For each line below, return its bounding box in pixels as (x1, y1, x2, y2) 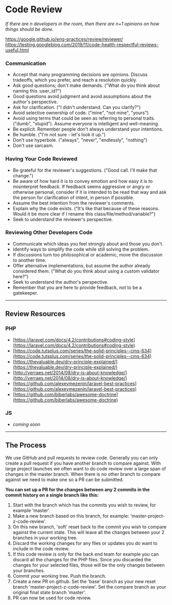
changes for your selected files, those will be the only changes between (12, 562, 165, 568)
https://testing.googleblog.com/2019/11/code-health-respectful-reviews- (5, 41, 159, 47)
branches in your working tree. (12, 535, 78, 541)
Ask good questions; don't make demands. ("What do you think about (12, 82, 160, 88)
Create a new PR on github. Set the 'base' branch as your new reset (12, 578, 156, 584)
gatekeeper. (12, 289, 38, 296)
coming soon (12, 421, 41, 427)
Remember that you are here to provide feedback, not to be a (12, 284, 142, 290)
